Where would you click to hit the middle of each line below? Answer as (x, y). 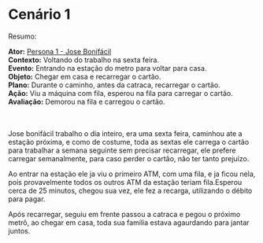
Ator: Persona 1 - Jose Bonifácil (60, 51)
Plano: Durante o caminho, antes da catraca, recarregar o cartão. (114, 85)
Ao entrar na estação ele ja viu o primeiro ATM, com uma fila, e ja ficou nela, (132, 174)
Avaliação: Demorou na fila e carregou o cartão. (87, 101)
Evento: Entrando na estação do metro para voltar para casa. (107, 68)
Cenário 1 (39, 15)
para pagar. (27, 199)
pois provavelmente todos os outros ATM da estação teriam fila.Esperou (125, 182)
